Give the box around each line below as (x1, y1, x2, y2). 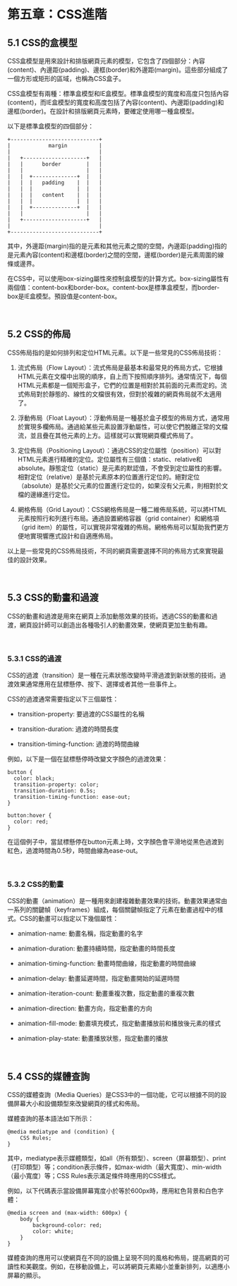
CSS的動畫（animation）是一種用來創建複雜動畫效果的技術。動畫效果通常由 (7, 897, 228, 905)
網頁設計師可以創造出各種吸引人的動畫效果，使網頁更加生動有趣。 (19, 620, 212, 629)
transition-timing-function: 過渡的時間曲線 (17, 740, 140, 748)
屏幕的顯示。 (7, 1271, 44, 1280)
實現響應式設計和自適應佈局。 (30, 532, 117, 540)
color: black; (13, 775, 55, 782)
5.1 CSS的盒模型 (7, 37, 78, 49)
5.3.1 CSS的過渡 (7, 654, 62, 663)
